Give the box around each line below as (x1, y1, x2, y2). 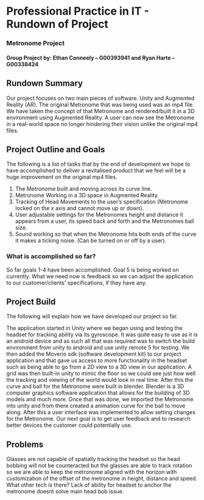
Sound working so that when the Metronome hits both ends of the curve (15, 230, 197, 238)
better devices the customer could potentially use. (6, 421, 133, 429)
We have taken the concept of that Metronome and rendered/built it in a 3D (6, 107, 195, 114)
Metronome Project (6, 39, 65, 48)
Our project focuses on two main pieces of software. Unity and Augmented (6, 94, 195, 102)
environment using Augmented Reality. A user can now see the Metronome (6, 114, 195, 121)
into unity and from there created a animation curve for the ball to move (6, 402, 186, 409)
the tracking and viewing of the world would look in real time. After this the (6, 376, 194, 384)
